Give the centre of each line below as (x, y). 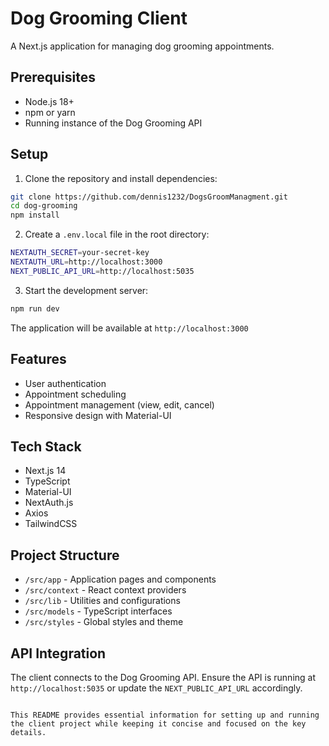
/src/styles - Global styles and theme (104, 622)
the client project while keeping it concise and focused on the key (158, 723)
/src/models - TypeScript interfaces (98, 611)
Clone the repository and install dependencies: (121, 178)
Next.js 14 (45, 471)
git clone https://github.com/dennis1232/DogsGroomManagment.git (149, 197)
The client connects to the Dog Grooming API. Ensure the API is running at (163, 677)
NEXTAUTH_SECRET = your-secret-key (80, 253)
